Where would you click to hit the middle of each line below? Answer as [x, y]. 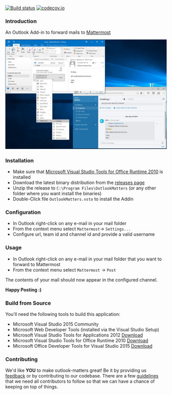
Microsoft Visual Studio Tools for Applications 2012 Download [78, 335]
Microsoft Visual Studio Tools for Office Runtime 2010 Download [80, 341]
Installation [20, 160]
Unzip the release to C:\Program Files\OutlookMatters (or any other [84, 188]
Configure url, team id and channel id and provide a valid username [84, 234]
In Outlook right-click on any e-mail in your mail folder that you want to [87, 259]
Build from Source [28, 303]
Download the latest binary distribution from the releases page [79, 183]
